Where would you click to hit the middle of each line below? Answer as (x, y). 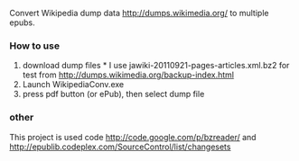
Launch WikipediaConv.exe (73, 85)
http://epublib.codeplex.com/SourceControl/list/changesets (120, 147)
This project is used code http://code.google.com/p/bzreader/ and (133, 137)
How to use (35, 46)
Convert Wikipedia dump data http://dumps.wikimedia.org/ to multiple (139, 13)
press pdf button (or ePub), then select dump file (113, 94)
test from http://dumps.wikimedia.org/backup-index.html (128, 75)
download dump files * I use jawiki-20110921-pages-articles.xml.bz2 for (156, 66)
